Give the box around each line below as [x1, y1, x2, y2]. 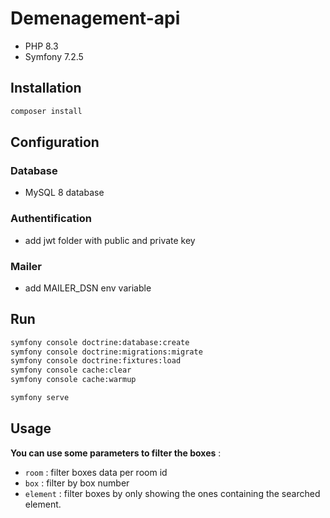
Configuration [10, 134, 100, 151]
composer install [10, 106, 83, 116]
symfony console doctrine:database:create [10, 337, 190, 347]
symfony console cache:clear [10, 365, 132, 376]
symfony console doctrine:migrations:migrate [10, 347, 203, 357]
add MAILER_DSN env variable [24, 282, 152, 294]
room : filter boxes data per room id [24, 466, 168, 478]
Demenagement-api [10, 7, 181, 30]
